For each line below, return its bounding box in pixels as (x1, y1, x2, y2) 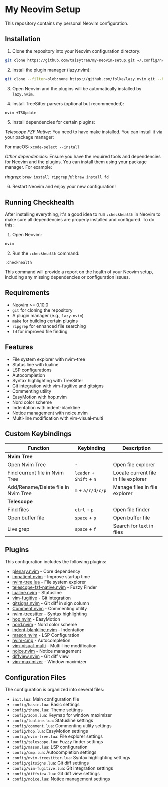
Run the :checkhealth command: (12, 250, 80, 256)
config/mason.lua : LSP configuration (12, 744, 88, 750)
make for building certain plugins (12, 318, 78, 324)
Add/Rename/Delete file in (7, 483, 69, 490)
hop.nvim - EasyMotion (12, 616, 61, 622)
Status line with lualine (12, 361, 59, 367)
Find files (7, 506, 29, 513)
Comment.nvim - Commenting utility (12, 606, 87, 612)
